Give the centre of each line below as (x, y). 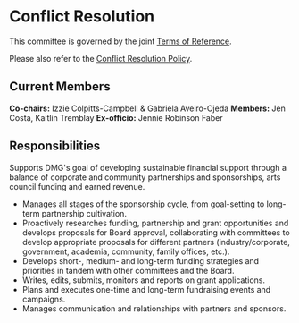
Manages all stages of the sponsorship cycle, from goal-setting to (143, 204)
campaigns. (44, 299)
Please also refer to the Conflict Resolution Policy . (101, 58)
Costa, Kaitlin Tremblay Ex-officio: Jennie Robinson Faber (116, 117)
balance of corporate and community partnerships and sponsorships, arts (145, 177)
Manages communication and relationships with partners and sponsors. (154, 308)
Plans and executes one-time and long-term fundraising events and (146, 289)
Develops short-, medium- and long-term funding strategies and (141, 260)
